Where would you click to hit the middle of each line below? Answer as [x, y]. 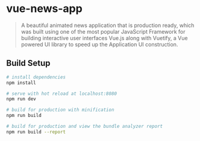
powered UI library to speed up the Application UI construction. [99, 44]
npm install [21, 83]
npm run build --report [36, 132]
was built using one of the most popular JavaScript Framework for [103, 31]
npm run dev [21, 99]
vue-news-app [44, 9]
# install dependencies [36, 77]
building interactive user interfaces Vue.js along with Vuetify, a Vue [104, 38]
